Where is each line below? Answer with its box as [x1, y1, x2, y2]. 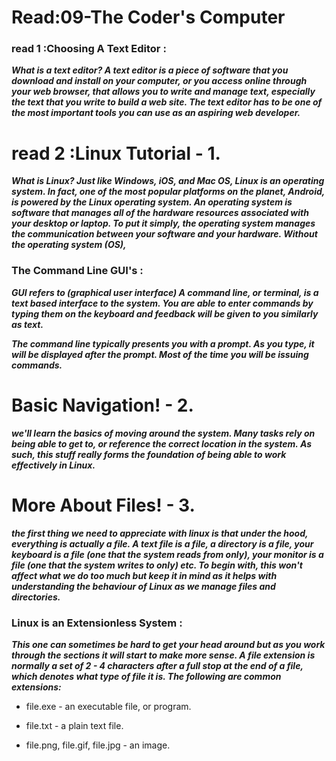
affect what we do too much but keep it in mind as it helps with [11, 569, 278, 581]
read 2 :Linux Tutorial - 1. [11, 142, 221, 165]
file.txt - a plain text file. [25, 719, 124, 731]
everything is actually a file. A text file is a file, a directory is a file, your [11, 537, 314, 550]
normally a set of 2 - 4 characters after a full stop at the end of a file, [11, 659, 304, 671]
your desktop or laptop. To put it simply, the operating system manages [11, 217, 316, 230]
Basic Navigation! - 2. [11, 394, 194, 416]
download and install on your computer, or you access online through [11, 75, 308, 87]
